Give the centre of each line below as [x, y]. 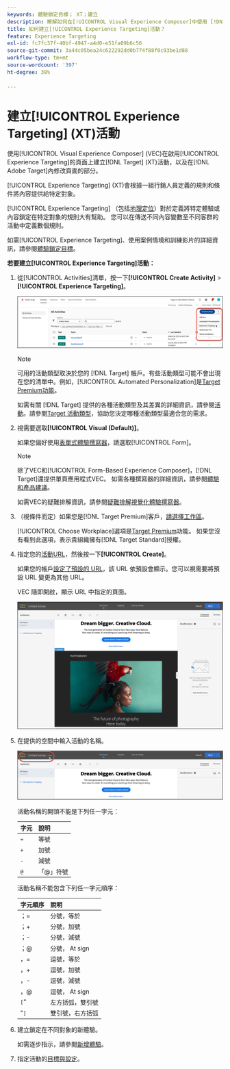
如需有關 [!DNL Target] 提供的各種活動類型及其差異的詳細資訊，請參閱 [116, 405]
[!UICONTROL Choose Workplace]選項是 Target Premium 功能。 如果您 [116, 531]
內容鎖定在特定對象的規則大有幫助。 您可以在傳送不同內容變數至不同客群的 [113, 217]
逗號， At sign [70, 991]
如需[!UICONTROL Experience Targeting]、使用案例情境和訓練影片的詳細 [110, 240]
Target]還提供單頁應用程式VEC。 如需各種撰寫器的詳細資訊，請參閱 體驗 [118, 479]
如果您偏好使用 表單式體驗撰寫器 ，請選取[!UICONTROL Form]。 [106, 442]
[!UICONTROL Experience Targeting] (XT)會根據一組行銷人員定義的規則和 [111, 186]
